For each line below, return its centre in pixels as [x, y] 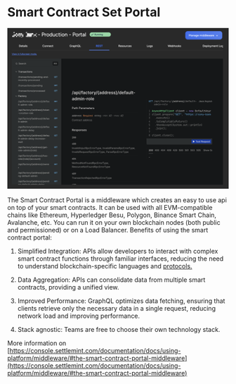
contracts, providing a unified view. [68, 287]
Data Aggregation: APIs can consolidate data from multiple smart [111, 280]
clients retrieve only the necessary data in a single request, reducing [117, 308]
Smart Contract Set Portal [84, 12]
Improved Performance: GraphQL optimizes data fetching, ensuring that [121, 301]
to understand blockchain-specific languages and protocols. [105, 266]
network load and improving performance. [79, 316]
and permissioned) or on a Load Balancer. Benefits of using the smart [108, 230]
